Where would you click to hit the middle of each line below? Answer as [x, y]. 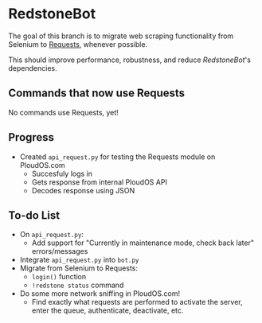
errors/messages [60, 251]
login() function [59, 277]
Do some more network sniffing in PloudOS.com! [100, 294]
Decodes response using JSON [83, 190]
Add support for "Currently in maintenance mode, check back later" [143, 243]
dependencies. [33, 68]
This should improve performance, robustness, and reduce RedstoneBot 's [129, 60]
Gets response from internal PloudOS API [99, 182]
